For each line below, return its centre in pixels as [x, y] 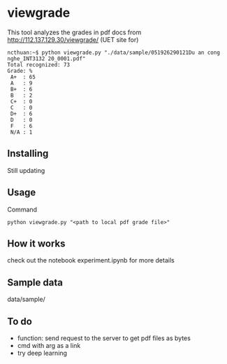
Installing [28, 154]
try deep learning [42, 353]
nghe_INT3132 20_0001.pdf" [46, 58]
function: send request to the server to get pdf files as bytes [104, 338]
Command [22, 209]
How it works [36, 243]
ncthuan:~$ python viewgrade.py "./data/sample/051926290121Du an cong [113, 52]
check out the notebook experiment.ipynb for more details [91, 260]
